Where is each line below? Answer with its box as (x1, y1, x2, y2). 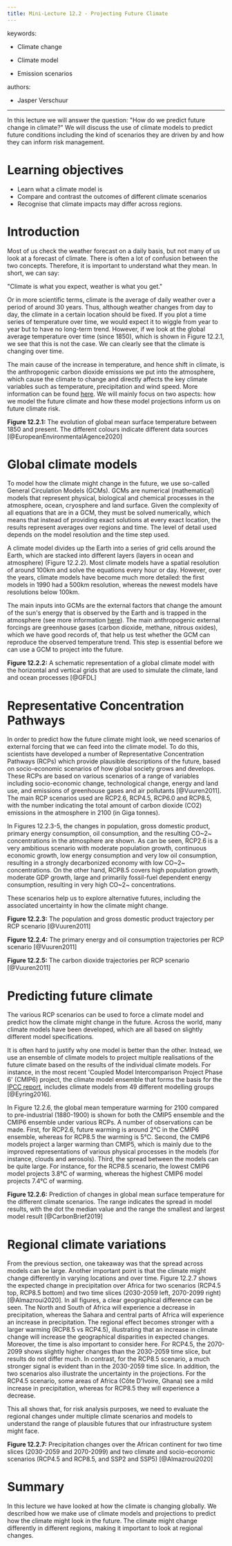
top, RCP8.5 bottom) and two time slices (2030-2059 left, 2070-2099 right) (7, 1289, 222, 1297)
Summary (7, 1479, 64, 1495)
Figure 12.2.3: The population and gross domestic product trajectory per (7, 915, 214, 923)
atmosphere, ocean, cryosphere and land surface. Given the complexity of (7, 502, 219, 510)
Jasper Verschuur (17, 96, 68, 104)
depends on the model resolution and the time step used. (7, 531, 171, 539)
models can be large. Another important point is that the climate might (7, 1267, 206, 1275)
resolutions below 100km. (7, 588, 80, 596)
